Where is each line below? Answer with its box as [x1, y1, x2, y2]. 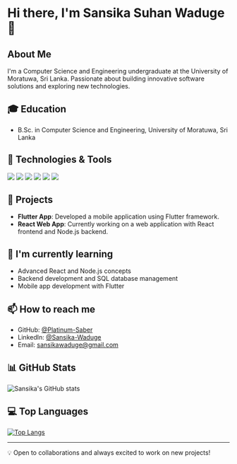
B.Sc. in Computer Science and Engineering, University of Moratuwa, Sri [17, 125, 228, 134]
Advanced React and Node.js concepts [17, 267, 132, 275]
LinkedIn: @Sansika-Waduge [17, 333, 102, 342]
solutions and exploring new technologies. [7, 82, 130, 90]
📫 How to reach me [7, 303, 96, 315]
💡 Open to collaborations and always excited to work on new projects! [7, 448, 211, 457]
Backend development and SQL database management [17, 274, 178, 283]
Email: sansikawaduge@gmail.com [17, 341, 119, 349]
